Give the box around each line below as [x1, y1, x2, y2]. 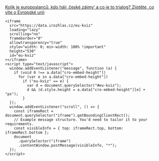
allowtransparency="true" [9, 40, 63, 45]
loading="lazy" [9, 27, 41, 32]
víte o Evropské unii [5, 9, 45, 15]
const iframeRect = [14, 109, 54, 114]
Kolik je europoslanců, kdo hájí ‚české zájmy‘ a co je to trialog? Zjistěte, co [5, 4, 154, 10]
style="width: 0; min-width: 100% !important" [9, 45, 106, 49]
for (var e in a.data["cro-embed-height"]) [18, 74, 109, 79]
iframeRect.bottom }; [5, 130, 49, 135]
